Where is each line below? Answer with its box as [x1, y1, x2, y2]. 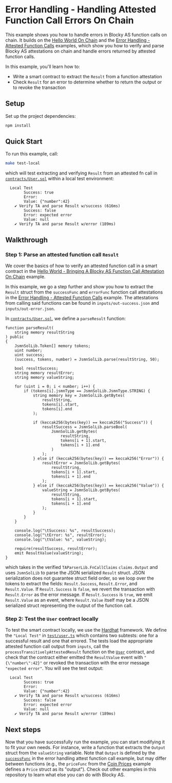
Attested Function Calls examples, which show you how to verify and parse [5, 42, 164, 48]
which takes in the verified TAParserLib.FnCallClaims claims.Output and [5, 564, 158, 570]
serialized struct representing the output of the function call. [5, 602, 132, 608]
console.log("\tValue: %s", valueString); [14, 537, 107, 542]
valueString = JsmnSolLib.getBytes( [42, 488, 121, 493]
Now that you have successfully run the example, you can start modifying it [5, 739, 165, 745]
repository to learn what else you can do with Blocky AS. [5, 772, 125, 778]
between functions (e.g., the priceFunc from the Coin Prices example [5, 761, 151, 767]
